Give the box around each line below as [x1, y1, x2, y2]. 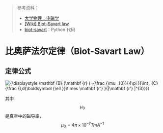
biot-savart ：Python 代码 [24, 27, 75, 33]
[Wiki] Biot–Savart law [24, 21, 69, 27]
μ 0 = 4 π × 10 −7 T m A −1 [61, 121, 104, 129]
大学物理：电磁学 [24, 15, 59, 21]
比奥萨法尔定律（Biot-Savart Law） [5, 46, 150, 57]
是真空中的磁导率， [5, 113, 44, 119]
